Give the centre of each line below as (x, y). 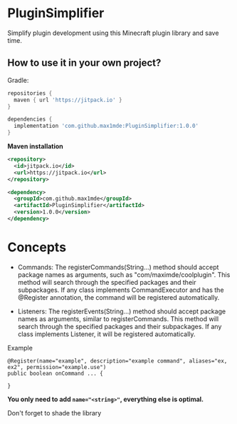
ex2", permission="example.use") (57, 367)
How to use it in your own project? (84, 63)
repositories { (30, 93)
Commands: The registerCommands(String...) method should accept (118, 267)
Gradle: (18, 80)
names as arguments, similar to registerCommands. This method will (118, 318)
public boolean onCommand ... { (55, 373)
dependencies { (30, 119)
